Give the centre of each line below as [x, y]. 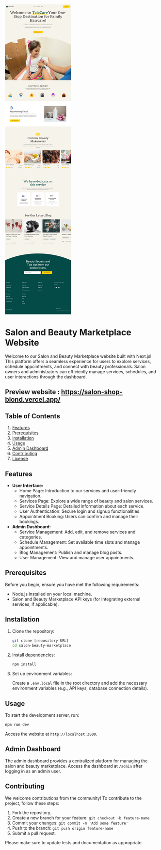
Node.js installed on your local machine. [52, 594]
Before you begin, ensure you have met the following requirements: [72, 584]
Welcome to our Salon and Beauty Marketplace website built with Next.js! [78, 356]
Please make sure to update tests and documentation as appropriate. [74, 842]
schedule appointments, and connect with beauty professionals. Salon [75, 366]
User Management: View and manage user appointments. [77, 557]
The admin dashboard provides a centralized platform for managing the [76, 761]
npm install [24, 664]
